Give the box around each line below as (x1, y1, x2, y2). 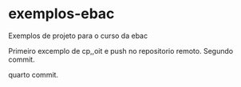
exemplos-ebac (8, 5, 115, 23)
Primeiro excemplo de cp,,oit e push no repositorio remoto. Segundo (8, 46, 234, 55)
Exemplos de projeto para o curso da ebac (8, 31, 148, 40)
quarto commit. (8, 70, 58, 79)
